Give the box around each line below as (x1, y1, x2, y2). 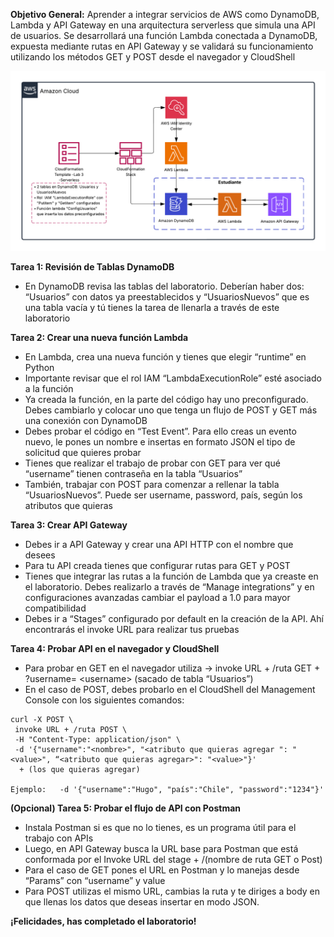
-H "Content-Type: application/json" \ (14, 735, 182, 745)
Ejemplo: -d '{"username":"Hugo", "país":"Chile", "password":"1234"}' (10, 785, 325, 795)
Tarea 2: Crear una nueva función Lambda (10, 332, 189, 344)
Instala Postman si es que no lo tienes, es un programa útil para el (24, 822, 297, 834)
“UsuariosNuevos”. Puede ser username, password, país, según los (24, 489, 303, 501)
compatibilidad (24, 602, 87, 614)
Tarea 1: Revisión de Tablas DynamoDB (10, 261, 175, 273)
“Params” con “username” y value (24, 875, 166, 887)
